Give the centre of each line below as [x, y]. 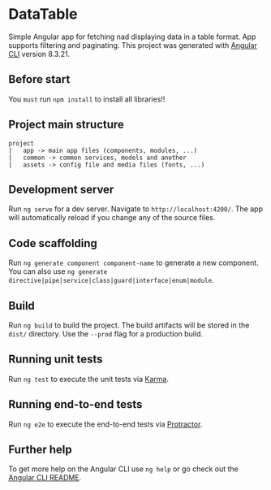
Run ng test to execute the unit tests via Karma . [88, 379]
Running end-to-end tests [75, 404]
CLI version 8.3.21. [39, 54]
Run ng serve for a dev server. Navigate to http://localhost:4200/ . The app [136, 209]
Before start [39, 79]
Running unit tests [56, 360]
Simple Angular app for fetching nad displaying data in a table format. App [132, 37]
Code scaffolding [53, 243]
